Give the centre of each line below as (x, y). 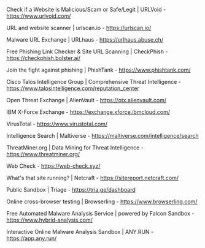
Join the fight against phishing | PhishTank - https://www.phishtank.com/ (99, 70)
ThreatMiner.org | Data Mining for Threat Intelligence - (75, 148)
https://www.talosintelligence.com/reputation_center (73, 88)
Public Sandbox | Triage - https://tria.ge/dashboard (71, 190)
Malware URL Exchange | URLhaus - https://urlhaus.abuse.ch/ (85, 39)
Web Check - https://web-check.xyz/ (53, 166)
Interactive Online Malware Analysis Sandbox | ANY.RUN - (80, 232)
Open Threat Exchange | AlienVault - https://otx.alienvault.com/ (87, 100)
